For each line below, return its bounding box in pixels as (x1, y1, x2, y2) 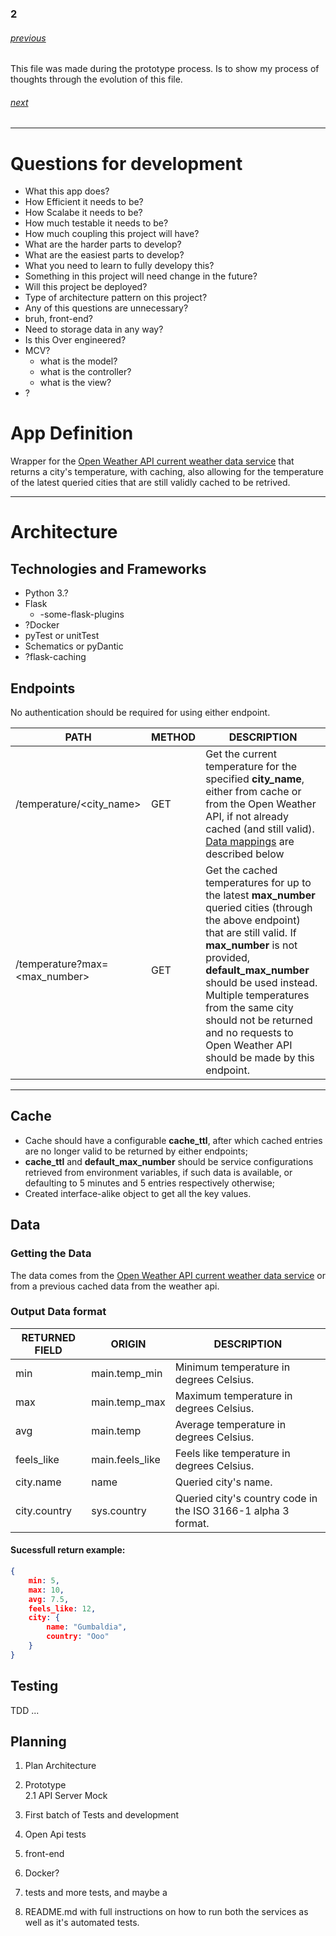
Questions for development (10, 152, 243, 175)
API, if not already (205, 810, 289, 824)
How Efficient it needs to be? (24, 196, 144, 208)
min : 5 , (28, 1575, 60, 1586)
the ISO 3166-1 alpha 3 (174, 1503, 290, 1517)
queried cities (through (205, 901, 313, 915)
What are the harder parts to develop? (24, 238, 182, 251)
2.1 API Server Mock (24, 1790, 108, 1802)
